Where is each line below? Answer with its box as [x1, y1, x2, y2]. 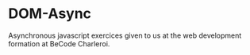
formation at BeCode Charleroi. [8, 38, 110, 48]
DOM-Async [8, 5, 92, 23]
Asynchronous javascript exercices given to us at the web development [8, 31, 242, 40]
